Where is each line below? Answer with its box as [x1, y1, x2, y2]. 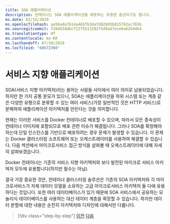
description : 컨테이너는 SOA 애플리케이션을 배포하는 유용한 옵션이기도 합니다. [5, 12, 152, 17]
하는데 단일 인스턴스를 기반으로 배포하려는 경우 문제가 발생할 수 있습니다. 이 [5, 129, 154, 135]
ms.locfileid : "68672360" [5, 45, 60, 50]
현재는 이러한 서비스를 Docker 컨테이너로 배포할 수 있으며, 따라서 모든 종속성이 [5, 117, 161, 123]
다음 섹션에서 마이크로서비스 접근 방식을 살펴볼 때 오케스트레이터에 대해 [12, 142, 153, 148]
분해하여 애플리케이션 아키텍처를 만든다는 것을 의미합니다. [5, 105, 119, 112]
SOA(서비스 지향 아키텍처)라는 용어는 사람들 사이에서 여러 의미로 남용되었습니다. [5, 87, 164, 93]
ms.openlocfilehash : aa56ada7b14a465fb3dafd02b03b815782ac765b [5, 21, 142, 27]
